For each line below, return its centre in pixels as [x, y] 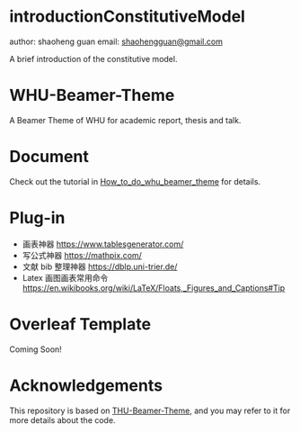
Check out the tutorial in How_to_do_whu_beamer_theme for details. [135, 181]
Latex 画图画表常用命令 [65, 277]
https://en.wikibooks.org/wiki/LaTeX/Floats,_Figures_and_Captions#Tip [154, 288]
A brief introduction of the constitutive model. [93, 59]
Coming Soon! [36, 349]
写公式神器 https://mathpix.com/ [82, 255]
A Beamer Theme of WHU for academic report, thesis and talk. [125, 120]
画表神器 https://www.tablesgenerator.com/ [103, 244]
